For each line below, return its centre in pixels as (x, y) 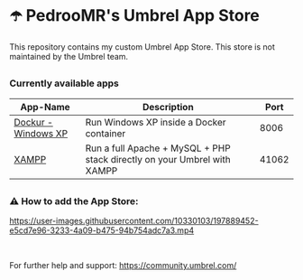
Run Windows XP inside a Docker (156, 122)
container (106, 133)
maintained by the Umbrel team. (69, 56)
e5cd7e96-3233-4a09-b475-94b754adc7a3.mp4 (102, 230)
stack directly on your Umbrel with (158, 159)
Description (168, 107)
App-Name (45, 107)
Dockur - (34, 122)
